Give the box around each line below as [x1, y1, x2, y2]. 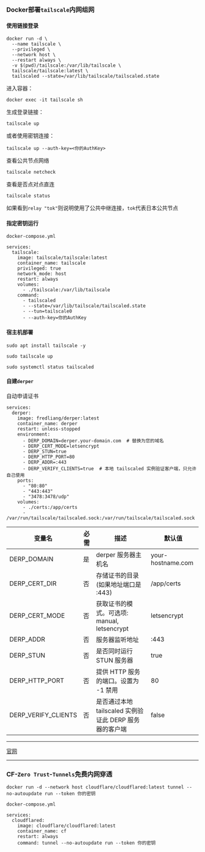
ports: [17, 477, 34, 484]
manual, [96, 617, 119, 625]
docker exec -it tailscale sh [6, 97, 84, 103]
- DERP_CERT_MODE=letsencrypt [22, 443, 99, 449]
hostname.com [150, 558, 194, 567]
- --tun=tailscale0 [22, 308, 72, 314]
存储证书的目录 [96, 571, 139, 579]
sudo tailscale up [6, 353, 53, 359]
